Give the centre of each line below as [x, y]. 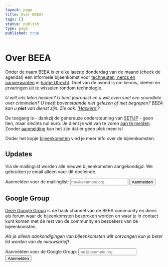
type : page [17, 29]
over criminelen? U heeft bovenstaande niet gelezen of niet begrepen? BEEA [84, 103]
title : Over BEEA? [24, 15]
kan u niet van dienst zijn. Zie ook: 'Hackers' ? [53, 108]
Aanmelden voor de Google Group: [41, 251]
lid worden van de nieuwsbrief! [37, 241]
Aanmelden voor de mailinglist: [37, 182]
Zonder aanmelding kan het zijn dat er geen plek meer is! [64, 128]
